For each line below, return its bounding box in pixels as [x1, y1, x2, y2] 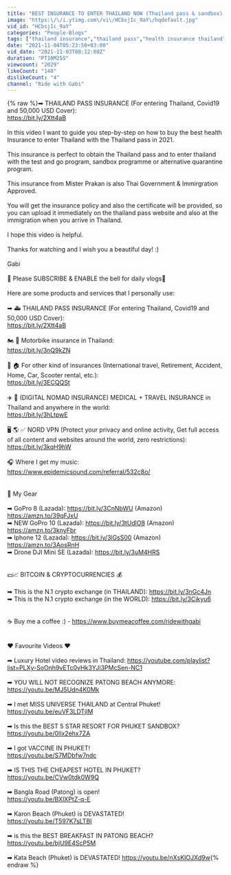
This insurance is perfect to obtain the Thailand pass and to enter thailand [7, 151, 217, 159]
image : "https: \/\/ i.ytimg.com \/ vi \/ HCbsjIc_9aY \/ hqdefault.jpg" [7, 16, 198, 23]
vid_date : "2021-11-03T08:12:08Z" [7, 49, 107, 56]
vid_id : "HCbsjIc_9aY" [7, 23, 72, 30]
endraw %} [7, 861, 39, 870]
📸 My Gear [7, 489, 38, 498]
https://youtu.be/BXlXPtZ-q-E [7, 795, 91, 804]
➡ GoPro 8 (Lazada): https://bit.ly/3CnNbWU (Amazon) [7, 505, 163, 513]
